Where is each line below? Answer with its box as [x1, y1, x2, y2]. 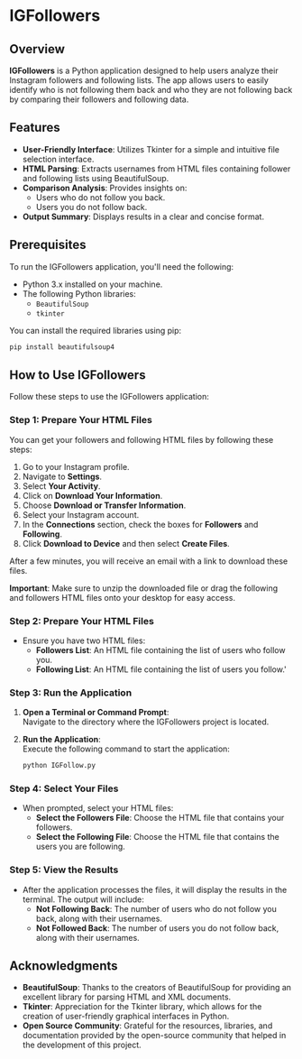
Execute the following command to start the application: [22, 743, 230, 754]
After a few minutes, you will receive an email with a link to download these [9, 556, 288, 566]
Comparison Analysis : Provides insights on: [22, 182, 188, 193]
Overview [9, 41, 66, 57]
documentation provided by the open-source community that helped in [22, 1030, 287, 1041]
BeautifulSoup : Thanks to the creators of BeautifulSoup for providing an [22, 982, 291, 993]
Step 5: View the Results [9, 863, 119, 876]
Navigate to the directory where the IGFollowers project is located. [22, 716, 270, 727]
